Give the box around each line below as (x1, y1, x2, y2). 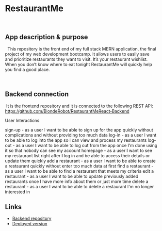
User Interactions (5, 117, 40, 123)
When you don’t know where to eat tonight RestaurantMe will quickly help (5, 61, 152, 67)
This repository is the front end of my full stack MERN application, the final (7, 46, 157, 51)
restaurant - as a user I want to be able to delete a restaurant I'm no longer (5, 183, 154, 189)
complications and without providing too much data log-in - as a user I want (5, 132, 157, 138)
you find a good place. (5, 66, 50, 72)
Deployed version (12, 221, 48, 227)
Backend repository (12, 215, 52, 221)
